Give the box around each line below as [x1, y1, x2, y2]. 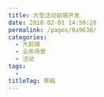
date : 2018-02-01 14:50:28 [8, 19, 97, 27]
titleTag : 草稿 [8, 77, 56, 84]
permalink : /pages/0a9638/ [8, 26, 97, 34]
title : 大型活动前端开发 [8, 11, 80, 20]
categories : [8, 33, 47, 41]
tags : [8, 63, 26, 70]
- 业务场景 [15, 48, 46, 56]
